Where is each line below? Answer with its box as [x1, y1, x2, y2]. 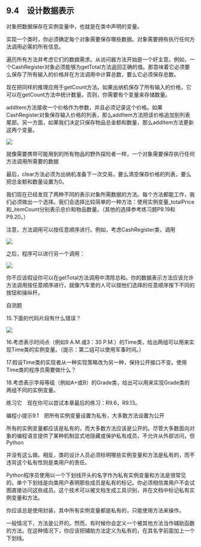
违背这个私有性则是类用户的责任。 [6, 458, 90, 466]
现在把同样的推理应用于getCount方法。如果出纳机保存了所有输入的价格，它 [6, 83, 192, 91]
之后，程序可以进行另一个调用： [6, 250, 85, 257]
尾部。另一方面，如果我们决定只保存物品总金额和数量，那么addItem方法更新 [6, 119, 194, 126]
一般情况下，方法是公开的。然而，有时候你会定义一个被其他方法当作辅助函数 [6, 519, 195, 527]
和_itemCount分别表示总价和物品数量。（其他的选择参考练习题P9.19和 [6, 206, 175, 213]
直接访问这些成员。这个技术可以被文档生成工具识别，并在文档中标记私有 [11, 486, 190, 494]
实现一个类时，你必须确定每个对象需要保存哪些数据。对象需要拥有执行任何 [6, 35, 190, 43]
